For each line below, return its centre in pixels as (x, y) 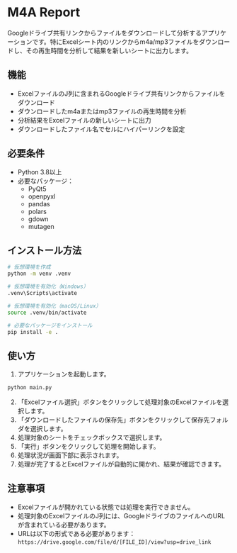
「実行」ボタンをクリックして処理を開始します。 (88, 447)
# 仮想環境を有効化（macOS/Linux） (54, 306)
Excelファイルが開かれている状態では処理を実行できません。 (106, 507)
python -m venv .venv (39, 274)
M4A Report (44, 12)
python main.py (30, 388)
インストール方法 (45, 250)
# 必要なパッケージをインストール (50, 325)
